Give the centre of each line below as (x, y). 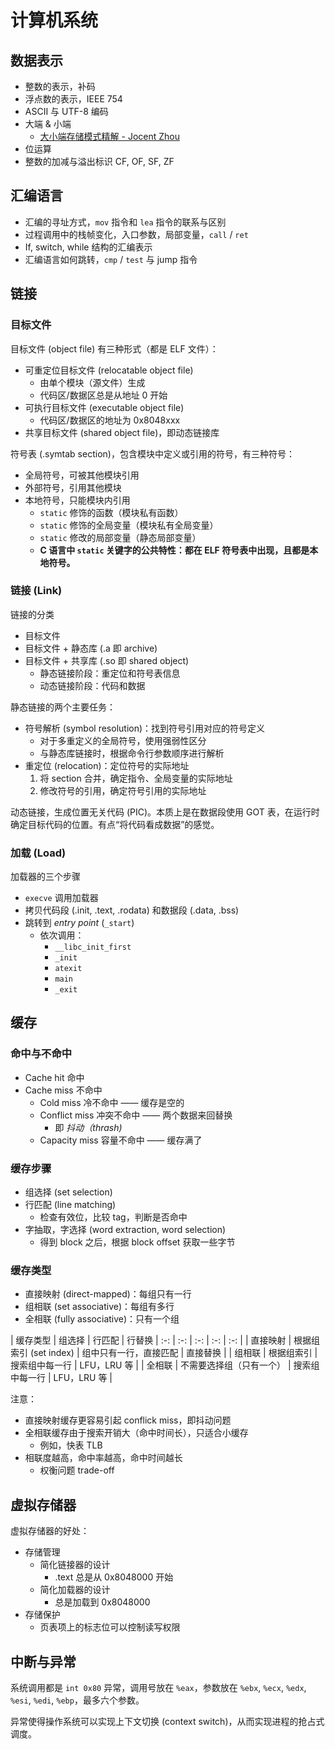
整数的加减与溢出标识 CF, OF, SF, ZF (99, 161)
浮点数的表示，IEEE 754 (73, 99)
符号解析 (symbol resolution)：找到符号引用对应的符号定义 (145, 728)
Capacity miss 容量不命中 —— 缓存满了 (121, 1140)
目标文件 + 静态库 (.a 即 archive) (91, 648)
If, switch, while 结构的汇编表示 (88, 247)
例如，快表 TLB (71, 1445)
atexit (68, 969)
